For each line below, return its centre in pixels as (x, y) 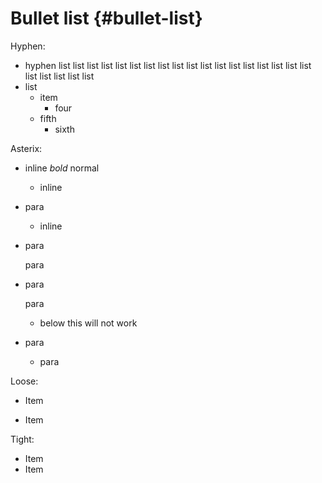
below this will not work (88, 323)
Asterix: (26, 148)
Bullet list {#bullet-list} (106, 18)
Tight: (22, 439)
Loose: (24, 381)
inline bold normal (62, 168)
